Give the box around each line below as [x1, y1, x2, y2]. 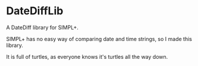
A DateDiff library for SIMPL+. [6, 24, 78, 31]
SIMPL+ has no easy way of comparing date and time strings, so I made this [6, 35, 192, 42]
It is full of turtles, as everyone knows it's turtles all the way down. [6, 53, 168, 60]
